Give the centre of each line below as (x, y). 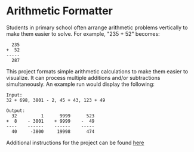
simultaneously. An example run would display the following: (81, 84)
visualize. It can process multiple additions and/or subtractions (83, 77)
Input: (14, 95)
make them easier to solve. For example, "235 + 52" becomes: (83, 33)
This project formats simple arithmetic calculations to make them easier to (97, 71)
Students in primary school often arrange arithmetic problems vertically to (97, 27)
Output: (16, 111)
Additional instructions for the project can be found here (75, 142)
